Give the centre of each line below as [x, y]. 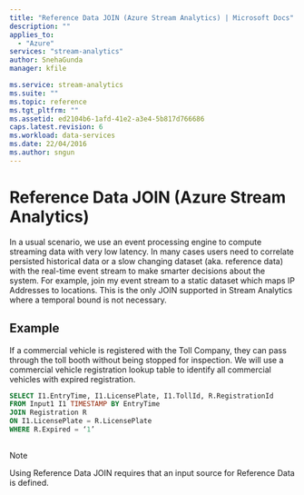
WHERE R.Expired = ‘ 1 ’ [52, 430]
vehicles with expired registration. [73, 379]
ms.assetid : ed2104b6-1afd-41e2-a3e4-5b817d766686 [107, 119]
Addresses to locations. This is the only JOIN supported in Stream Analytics [151, 290]
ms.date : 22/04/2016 [49, 144]
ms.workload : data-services [63, 136]
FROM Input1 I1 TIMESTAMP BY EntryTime [85, 404]
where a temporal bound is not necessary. [88, 300]
